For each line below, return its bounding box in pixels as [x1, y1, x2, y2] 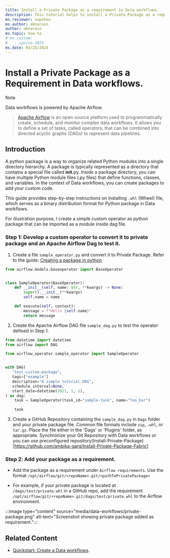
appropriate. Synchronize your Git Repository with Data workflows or [12, 432, 156, 438]
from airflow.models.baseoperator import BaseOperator [5, 267, 123, 272]
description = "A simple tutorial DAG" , [12, 379, 94, 384]
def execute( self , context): [14, 304, 76, 309]
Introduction [5, 145, 46, 154]
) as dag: [5, 393, 26, 398]
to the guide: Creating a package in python [12, 257, 102, 263]
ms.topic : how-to [5, 31, 42, 36]
